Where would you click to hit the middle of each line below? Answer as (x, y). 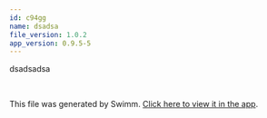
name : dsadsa (34, 26)
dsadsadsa (30, 69)
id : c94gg (28, 18)
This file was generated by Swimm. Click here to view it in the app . (134, 104)
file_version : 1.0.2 (49, 34)
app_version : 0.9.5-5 (50, 43)
